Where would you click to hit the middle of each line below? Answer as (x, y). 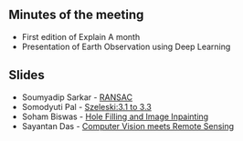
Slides (26, 75)
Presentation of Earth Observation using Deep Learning (126, 46)
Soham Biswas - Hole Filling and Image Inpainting (115, 116)
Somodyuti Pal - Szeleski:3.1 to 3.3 (86, 106)
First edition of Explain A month (81, 36)
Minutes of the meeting (76, 15)
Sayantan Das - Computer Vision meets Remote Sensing (128, 126)
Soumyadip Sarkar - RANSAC (77, 97)
